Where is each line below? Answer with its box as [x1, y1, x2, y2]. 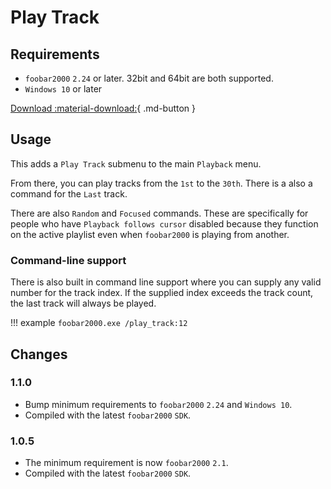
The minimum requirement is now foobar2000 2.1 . [24, 457, 229, 469]
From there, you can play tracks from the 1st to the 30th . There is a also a [10, 177, 313, 189]
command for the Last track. [10, 187, 128, 200]
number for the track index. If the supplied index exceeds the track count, [10, 287, 314, 299]
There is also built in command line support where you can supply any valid [10, 276, 322, 288]
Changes [10, 346, 68, 363]
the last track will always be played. [10, 297, 157, 310]
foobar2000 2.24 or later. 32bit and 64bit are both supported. [24, 72, 274, 84]
